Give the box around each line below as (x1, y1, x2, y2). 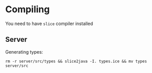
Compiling (5, 4, 50, 15)
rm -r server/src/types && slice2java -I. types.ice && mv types (5, 59, 147, 64)
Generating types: (5, 48, 43, 55)
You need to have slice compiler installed (5, 20, 93, 27)
